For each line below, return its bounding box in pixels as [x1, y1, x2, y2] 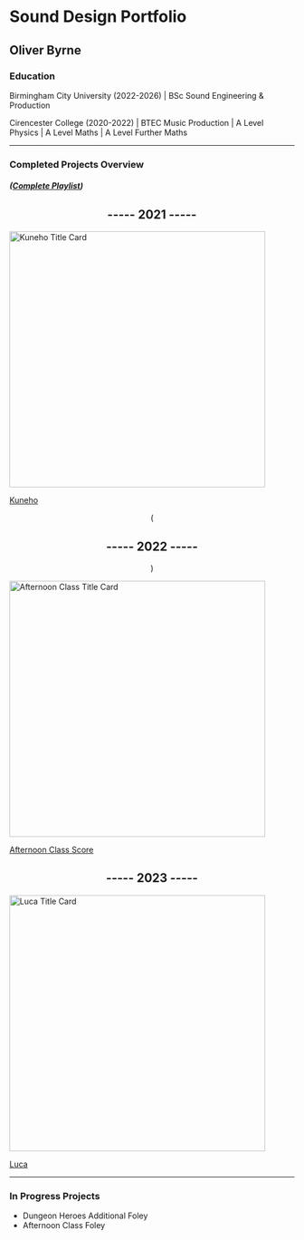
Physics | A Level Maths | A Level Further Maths [9, 127, 188, 138]
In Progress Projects [9, 1189, 100, 1202]
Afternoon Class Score [9, 845, 94, 856]
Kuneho [9, 495, 39, 506]
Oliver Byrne [9, 43, 81, 58]
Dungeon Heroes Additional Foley [22, 1210, 148, 1221]
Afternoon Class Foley [22, 1220, 106, 1231]
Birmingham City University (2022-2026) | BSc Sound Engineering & [9, 90, 264, 101]
